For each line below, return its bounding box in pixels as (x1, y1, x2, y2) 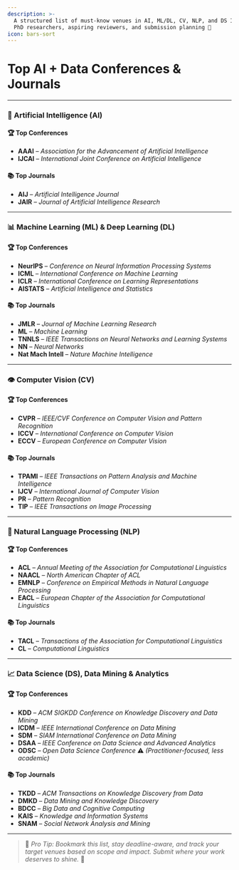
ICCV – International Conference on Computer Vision (17, 429, 174, 437)
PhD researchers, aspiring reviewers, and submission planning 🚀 (14, 24, 212, 31)
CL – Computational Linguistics (17, 644, 110, 653)
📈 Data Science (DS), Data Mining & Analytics (7, 669, 169, 679)
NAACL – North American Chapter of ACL (17, 571, 141, 579)
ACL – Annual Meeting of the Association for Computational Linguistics (17, 564, 228, 572)
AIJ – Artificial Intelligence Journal (17, 190, 119, 198)
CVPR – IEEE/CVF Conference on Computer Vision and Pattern (17, 414, 203, 423)
